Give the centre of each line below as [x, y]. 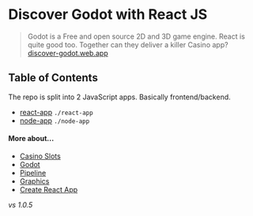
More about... [31, 139]
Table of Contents [53, 78]
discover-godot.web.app [68, 53]
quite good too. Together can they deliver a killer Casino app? [128, 44]
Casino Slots [40, 156]
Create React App [49, 189]
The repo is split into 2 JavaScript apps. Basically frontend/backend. [119, 97]
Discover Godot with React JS [108, 15]
